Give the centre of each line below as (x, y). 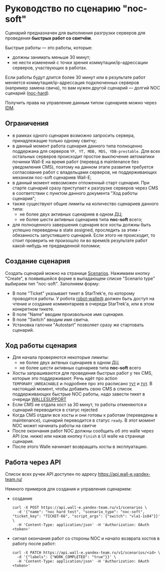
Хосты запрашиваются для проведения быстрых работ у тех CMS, (82, 373)
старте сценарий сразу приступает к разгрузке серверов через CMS (85, 188)
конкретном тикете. (33, 309)
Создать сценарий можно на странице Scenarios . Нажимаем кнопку (78, 273)
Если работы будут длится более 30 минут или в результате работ (75, 77)
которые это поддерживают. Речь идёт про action (65, 378)
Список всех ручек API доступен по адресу (51, 474)
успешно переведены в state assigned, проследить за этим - (76, 230)
